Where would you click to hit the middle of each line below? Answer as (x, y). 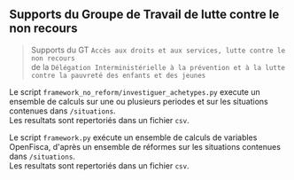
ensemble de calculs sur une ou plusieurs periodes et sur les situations (139, 101)
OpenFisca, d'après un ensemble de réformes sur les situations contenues (145, 146)
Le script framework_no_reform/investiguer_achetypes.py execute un (135, 91)
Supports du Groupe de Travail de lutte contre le (144, 15)
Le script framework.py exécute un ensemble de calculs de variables (133, 137)
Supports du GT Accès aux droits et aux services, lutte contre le (158, 50)
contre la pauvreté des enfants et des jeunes (118, 75)
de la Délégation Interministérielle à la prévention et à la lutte (158, 67)
